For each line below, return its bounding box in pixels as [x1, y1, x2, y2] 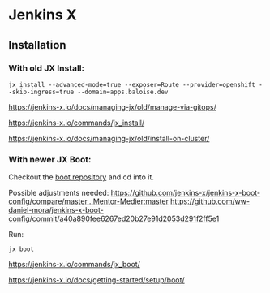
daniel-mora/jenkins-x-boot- [8, 205, 104, 215]
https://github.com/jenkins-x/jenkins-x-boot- [110, 188, 261, 198]
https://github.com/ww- [169, 196, 250, 206]
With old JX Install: [8, 62, 85, 74]
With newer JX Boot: [8, 153, 92, 165]
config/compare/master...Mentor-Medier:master [8, 196, 169, 206]
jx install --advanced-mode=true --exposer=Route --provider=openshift [8, 80, 255, 88]
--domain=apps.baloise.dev [77, 88, 169, 96]
